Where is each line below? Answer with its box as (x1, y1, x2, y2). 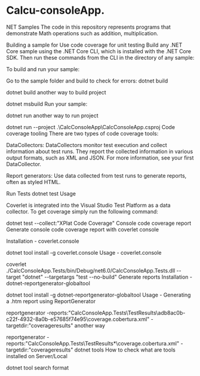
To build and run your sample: (6, 65, 79, 72)
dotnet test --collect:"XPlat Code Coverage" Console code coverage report (6, 219, 192, 227)
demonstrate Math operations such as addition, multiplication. (6, 29, 159, 36)
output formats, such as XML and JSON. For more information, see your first (6, 154, 194, 161)
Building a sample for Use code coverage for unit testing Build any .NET (6, 41, 183, 48)
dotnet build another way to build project (6, 88, 106, 96)
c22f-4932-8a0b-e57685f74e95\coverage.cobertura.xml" (6, 315, 150, 323)
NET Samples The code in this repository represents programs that (6, 23, 171, 30)
